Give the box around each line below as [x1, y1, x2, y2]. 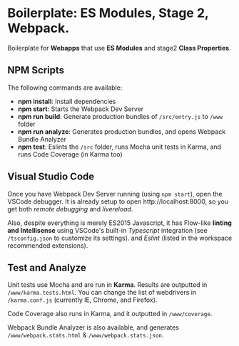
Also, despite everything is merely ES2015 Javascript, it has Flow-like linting [7, 219, 232, 227]
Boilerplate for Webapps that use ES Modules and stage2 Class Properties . [7, 43, 231, 52]
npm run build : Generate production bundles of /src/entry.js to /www [17, 112, 223, 120]
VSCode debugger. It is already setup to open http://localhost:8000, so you [7, 197, 229, 206]
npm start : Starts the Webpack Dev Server [17, 105, 144, 113]
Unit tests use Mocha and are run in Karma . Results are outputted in [7, 281, 208, 289]
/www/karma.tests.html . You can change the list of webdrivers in [7, 288, 197, 297]
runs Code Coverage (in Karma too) [17, 150, 123, 158]
